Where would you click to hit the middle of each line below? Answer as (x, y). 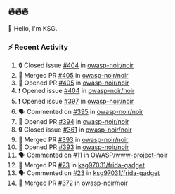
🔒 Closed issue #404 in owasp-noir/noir (76, 65)
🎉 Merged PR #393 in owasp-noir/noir (73, 140)
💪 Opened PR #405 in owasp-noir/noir (73, 83)
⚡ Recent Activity (38, 47)
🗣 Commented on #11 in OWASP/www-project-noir (93, 155)
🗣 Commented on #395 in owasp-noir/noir (80, 112)
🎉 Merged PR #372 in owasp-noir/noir (73, 183)
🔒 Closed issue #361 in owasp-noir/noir (75, 130)
